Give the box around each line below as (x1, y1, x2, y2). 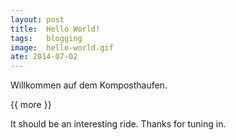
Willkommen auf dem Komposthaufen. (10, 79, 168, 91)
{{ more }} (10, 99, 52, 111)
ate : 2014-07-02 (10, 52, 78, 62)
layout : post (10, 14, 65, 25)
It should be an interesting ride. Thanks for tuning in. (10, 118, 227, 130)
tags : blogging (10, 33, 83, 43)
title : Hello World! (10, 24, 101, 34)
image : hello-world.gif (10, 42, 114, 53)
